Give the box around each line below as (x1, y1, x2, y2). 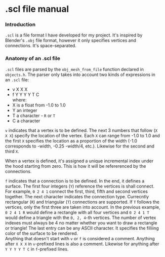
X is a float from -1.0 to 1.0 (12, 102, 66, 108)
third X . (5, 148, 20, 154)
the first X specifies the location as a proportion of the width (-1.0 (5, 138, 137, 144)
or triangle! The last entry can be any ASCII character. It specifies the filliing (5, 225, 159, 231)
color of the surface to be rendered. (5, 230, 78, 236)
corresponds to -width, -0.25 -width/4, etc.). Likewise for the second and (5, 143, 155, 149)
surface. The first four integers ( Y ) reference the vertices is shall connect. (5, 183, 155, 189)
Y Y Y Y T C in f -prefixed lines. (5, 246, 69, 252)
